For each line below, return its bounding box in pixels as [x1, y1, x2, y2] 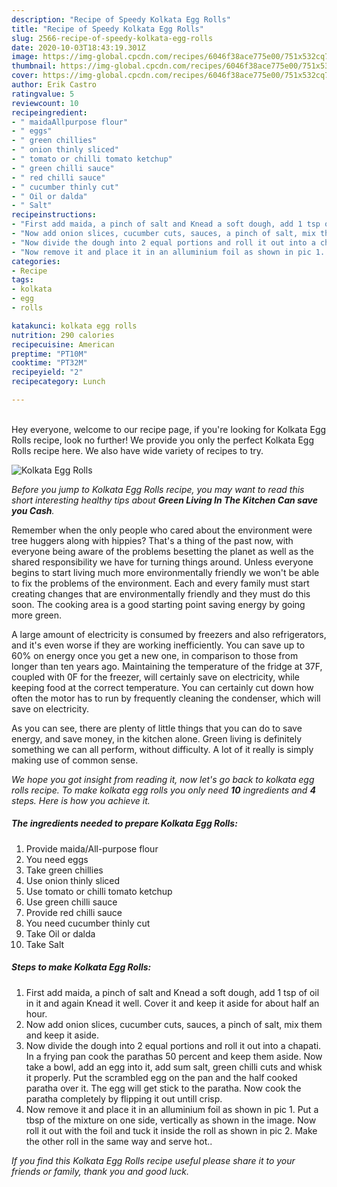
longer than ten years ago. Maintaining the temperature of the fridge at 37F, [11, 660, 323, 672]
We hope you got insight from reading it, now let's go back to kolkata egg [11, 773, 315, 785]
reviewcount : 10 [11, 98, 79, 108]
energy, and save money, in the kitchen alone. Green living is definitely [11, 732, 303, 745]
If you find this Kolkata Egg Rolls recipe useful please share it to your [11, 1154, 296, 1166]
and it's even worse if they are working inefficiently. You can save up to [11, 639, 306, 651]
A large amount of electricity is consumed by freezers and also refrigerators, [11, 628, 327, 640]
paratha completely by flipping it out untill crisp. [25, 1092, 223, 1105]
